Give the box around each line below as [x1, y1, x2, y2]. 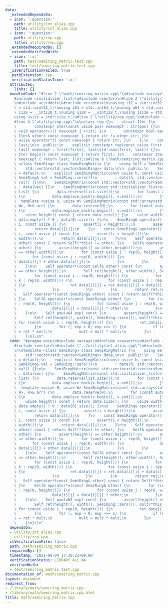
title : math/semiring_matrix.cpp [5, 595, 75, 600]
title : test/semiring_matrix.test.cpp [14, 63, 95, 68]
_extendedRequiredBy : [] [9, 45, 61, 50]
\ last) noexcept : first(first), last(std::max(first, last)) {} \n [14, 147, 160, 153]
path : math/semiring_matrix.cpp [9, 544, 77, 549]
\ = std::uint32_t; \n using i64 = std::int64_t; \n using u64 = [14, 105, 144, 110]
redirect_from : [5, 581, 37, 586]
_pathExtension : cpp [9, 73, 52, 78]
